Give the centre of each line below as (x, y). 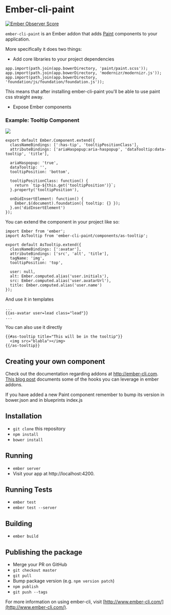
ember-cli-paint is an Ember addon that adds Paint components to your (81, 33)
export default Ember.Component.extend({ (50, 141)
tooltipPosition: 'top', (36, 263)
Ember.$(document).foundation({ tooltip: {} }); (68, 203)
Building (19, 523)
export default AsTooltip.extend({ (43, 245)
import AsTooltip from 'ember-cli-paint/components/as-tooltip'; (77, 236)
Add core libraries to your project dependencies (63, 59)
